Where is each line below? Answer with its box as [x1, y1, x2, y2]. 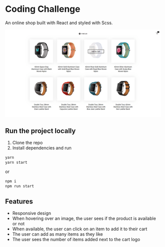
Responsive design [12, 211, 51, 216]
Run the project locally [5, 127, 76, 135]
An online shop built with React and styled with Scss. [5, 20, 113, 26]
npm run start [5, 184, 35, 189]
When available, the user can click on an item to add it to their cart [12, 226, 147, 232]
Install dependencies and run [12, 145, 72, 151]
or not [12, 221, 25, 227]
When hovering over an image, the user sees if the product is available [12, 215, 157, 221]
